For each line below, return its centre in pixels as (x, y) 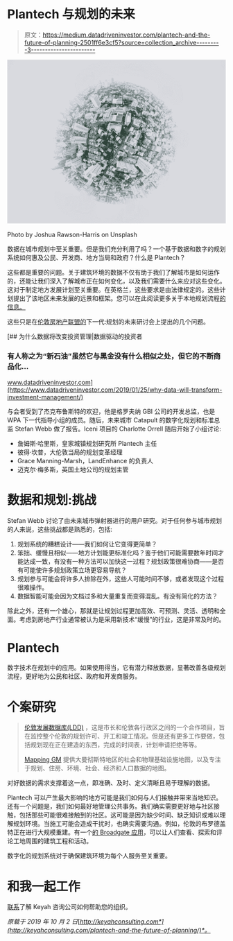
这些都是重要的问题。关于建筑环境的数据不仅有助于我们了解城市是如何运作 (113, 273)
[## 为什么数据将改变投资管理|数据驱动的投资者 (75, 336)
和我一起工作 (44, 887)
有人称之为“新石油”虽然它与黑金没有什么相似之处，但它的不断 (110, 356)
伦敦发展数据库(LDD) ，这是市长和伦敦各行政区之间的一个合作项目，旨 (124, 727)
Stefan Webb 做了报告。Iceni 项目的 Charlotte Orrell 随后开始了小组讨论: (118, 429)
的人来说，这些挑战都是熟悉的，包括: (60, 529)
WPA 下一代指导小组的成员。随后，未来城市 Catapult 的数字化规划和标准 (111, 420)
